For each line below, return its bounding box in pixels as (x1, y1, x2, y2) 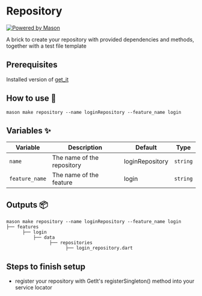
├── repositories (49, 240, 93, 246)
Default (135, 143, 158, 152)
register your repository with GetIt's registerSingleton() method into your (14, 277, 195, 285)
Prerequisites (6, 60, 58, 70)
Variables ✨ (6, 125, 51, 136)
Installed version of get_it (6, 75, 69, 83)
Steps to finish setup (6, 261, 86, 272)
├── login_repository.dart (65, 245, 133, 251)
